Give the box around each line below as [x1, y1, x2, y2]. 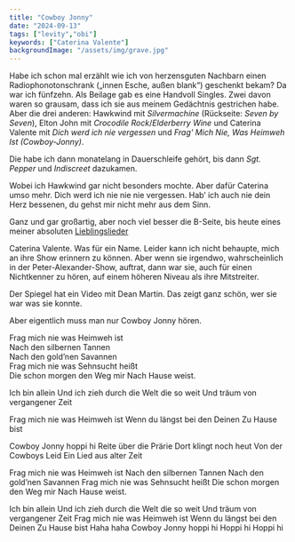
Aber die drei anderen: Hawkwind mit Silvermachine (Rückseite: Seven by [9, 108, 279, 119]
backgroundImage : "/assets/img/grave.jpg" [9, 46, 169, 55]
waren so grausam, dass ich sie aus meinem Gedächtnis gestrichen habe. [9, 99, 280, 109]
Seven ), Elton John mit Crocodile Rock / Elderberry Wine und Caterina [9, 117, 261, 129]
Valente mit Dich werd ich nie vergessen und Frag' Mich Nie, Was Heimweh [9, 127, 285, 138]
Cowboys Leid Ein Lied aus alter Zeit [9, 450, 143, 461]
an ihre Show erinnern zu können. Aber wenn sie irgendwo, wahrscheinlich [9, 252, 284, 263]
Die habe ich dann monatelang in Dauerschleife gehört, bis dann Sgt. [9, 154, 261, 164]
